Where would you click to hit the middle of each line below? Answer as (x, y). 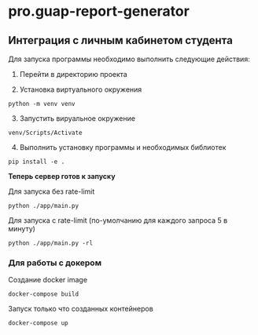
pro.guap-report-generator (99, 11)
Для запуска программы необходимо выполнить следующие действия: (129, 59)
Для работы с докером (55, 263)
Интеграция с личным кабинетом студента (121, 40)
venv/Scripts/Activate (45, 133)
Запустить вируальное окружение (77, 118)
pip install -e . (37, 162)
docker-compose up (38, 323)
